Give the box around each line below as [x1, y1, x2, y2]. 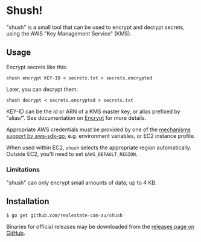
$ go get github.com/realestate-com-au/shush [6, 212, 123, 219]
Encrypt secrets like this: [6, 63, 68, 70]
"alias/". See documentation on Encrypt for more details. [6, 114, 147, 121]
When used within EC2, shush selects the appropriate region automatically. [6, 144, 192, 151]
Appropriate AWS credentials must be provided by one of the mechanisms [6, 126, 191, 133]
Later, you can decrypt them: [6, 85, 78, 93]
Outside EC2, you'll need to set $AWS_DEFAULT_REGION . [6, 150, 138, 157]
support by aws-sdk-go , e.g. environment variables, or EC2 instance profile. [6, 132, 196, 139]
